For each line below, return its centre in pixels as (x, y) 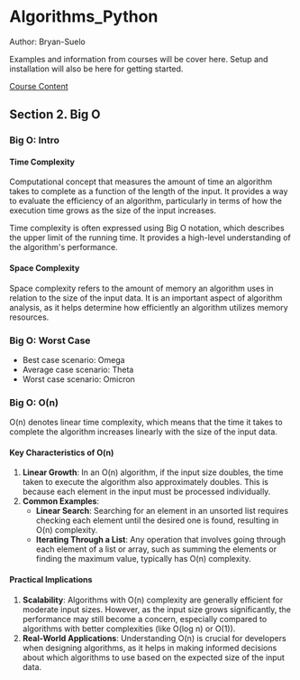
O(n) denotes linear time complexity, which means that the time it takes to (146, 423)
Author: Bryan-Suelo (47, 42)
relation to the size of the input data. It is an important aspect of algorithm (146, 298)
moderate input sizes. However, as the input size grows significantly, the (156, 609)
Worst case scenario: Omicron (78, 379)
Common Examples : (61, 501)
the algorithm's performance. (64, 247)
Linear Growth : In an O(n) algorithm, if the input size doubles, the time (153, 472)
